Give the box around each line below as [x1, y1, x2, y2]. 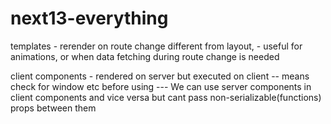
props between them [10, 102, 97, 114]
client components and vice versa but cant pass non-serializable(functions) [10, 91, 322, 103]
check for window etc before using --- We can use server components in [10, 80, 312, 92]
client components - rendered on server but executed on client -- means [10, 70, 310, 82]
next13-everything [10, 7, 169, 30]
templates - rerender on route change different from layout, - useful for [10, 40, 303, 52]
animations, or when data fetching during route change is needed [10, 50, 280, 62]
